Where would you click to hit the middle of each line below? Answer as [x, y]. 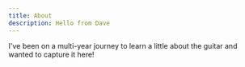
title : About [30, 16]
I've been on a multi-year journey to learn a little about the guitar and [123, 45]
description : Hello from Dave [59, 23]
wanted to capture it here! [51, 54]
